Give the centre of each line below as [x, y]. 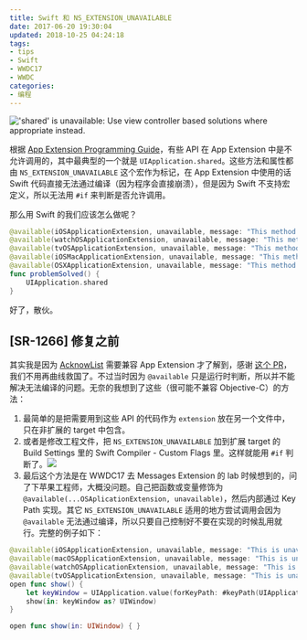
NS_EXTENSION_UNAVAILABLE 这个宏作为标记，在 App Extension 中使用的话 [155, 172]
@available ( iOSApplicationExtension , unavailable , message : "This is [145, 550]
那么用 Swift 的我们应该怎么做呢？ [73, 214]
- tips [22, 52]
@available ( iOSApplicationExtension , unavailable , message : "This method [153, 231]
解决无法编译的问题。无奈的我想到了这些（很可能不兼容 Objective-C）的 [145, 388]
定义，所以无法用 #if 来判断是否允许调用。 [90, 195]
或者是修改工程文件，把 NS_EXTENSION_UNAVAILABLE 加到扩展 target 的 [152, 442]
